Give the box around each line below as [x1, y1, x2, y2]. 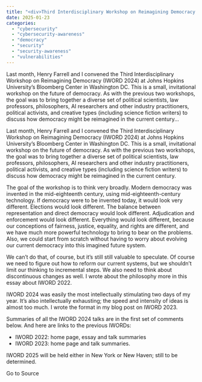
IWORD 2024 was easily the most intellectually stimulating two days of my [6, 291, 191, 298]
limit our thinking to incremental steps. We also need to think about [6, 266, 172, 273]
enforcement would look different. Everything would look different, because [6, 216, 194, 223]
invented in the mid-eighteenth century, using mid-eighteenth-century [6, 190, 181, 197]
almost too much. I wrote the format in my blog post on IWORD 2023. [6, 303, 178, 311]
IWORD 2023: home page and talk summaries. [14, 340, 131, 347]
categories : [6, 20, 36, 26]
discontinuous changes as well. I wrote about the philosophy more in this [6, 273, 188, 280]
